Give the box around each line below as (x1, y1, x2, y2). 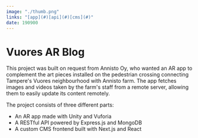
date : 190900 (6, 20, 38, 25)
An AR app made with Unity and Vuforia (14, 113, 112, 120)
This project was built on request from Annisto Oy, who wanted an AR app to (6, 65, 193, 72)
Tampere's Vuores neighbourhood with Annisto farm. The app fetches (6, 78, 177, 85)
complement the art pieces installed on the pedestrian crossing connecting (6, 71, 189, 78)
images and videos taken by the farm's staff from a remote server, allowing (6, 84, 189, 91)
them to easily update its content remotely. (6, 90, 111, 97)
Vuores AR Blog (6, 45, 85, 59)
